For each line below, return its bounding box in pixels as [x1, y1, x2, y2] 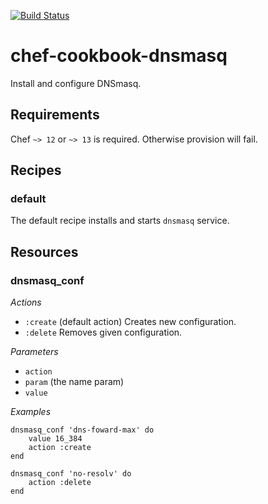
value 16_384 [28, 434, 83, 444]
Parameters [10, 346, 59, 358]
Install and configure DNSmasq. [10, 77, 142, 89]
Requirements [10, 106, 100, 124]
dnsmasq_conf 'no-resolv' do [10, 469, 132, 479]
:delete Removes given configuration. [24, 326, 183, 339]
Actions [10, 296, 42, 309]
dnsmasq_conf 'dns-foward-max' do [10, 425, 155, 435]
